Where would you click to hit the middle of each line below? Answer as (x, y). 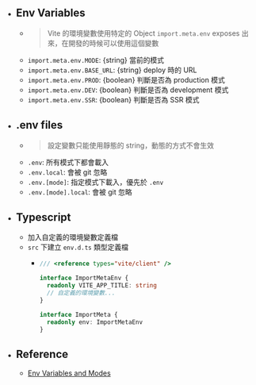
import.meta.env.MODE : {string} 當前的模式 (96, 60)
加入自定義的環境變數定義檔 (73, 237)
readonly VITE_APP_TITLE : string (101, 286)
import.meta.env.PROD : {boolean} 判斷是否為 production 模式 (126, 79)
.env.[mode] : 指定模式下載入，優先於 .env (96, 182)
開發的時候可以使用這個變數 (114, 43)
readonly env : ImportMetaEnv (95, 322)
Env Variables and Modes (69, 373)
